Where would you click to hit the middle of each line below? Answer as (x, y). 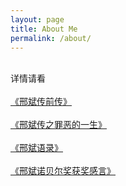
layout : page (37, 19)
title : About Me (44, 29)
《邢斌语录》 (36, 148)
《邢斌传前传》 (41, 102)
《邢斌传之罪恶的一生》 (58, 125)
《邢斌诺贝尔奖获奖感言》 (63, 171)
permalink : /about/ (51, 38)
